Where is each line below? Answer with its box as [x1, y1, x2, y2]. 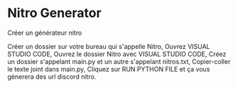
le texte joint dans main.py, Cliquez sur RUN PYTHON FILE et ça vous [7, 65, 210, 73]
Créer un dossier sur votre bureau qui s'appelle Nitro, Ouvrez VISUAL [7, 42, 211, 50]
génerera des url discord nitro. [7, 72, 97, 81]
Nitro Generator [7, 5, 102, 21]
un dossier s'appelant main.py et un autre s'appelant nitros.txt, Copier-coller [7, 57, 231, 65]
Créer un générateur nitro [7, 28, 82, 37]
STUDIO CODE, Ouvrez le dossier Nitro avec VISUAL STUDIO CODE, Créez [7, 50, 227, 58]
